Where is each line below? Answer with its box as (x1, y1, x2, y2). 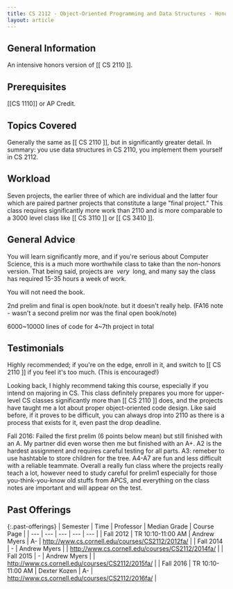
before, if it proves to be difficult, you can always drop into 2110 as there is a (7, 411, 225, 419)
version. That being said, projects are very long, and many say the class (7, 267, 216, 275)
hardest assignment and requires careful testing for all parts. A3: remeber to (7, 446, 225, 455)
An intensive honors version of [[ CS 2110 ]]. (7, 60, 133, 70)
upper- (205, 389, 225, 397)
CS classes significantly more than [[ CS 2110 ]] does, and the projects (21, 396, 223, 405)
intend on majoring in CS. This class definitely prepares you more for (7, 389, 204, 397)
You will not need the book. (7, 288, 85, 296)
